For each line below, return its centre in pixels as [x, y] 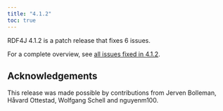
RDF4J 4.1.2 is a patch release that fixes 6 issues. [79, 40]
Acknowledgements [52, 76]
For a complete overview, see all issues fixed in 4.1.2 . [84, 54]
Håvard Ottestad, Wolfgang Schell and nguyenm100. [83, 100]
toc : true [22, 20]
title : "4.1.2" [30, 14]
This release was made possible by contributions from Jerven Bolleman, [112, 93]
